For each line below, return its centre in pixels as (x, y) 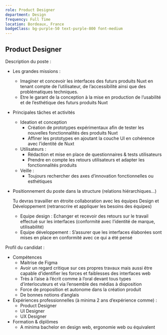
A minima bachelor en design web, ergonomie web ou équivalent (88, 327)
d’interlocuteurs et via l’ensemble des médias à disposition (81, 284)
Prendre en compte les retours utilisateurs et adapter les (86, 159)
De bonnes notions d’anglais (49, 295)
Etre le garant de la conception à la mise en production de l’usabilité (91, 97)
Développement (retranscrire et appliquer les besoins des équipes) (82, 206)
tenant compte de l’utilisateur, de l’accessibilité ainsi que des (83, 86)
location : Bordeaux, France (35, 24)
